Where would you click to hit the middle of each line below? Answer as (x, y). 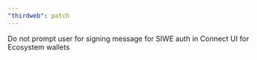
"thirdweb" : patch (39, 16)
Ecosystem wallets (39, 47)
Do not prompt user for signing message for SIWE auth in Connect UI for (128, 38)
